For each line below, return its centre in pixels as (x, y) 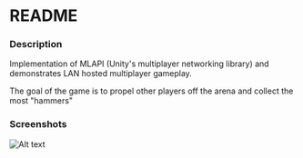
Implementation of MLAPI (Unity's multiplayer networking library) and (140, 64)
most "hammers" (41, 101)
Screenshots (38, 124)
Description (36, 44)
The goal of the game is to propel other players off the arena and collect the (151, 91)
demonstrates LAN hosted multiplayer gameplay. (101, 74)
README (44, 16)
